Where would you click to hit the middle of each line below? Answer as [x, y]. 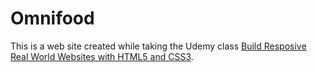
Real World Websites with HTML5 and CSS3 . [102, 56]
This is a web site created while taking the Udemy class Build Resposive [158, 46]
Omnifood [52, 18]
